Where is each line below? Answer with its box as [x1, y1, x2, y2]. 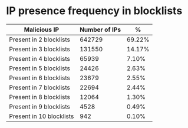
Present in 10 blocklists [9, 112, 74, 120]
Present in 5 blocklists [9, 64, 71, 72]
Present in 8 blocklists [9, 93, 71, 101]
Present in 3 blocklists [9, 45, 71, 53]
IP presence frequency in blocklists [6, 4, 183, 18]
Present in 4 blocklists [9, 54, 71, 63]
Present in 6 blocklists [9, 74, 71, 82]
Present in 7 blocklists [9, 83, 71, 91]
